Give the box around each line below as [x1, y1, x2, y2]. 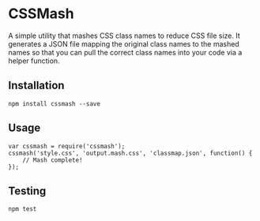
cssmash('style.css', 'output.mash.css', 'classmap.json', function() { [8, 149, 253, 157]
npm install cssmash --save [8, 99, 101, 107]
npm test [8, 205, 37, 213]
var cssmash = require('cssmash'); [8, 142, 126, 150]
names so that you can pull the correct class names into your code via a [8, 47, 243, 57]
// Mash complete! [22, 155, 83, 164]
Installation [8, 79, 65, 92]
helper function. [8, 56, 61, 66]
